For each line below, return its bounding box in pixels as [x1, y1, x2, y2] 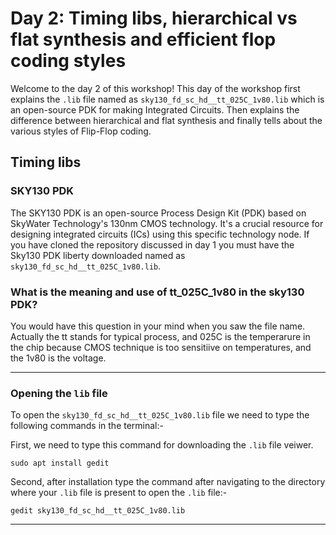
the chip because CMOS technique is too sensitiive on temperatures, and [10, 341, 312, 353]
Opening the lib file [10, 386, 108, 400]
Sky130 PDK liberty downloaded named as [10, 249, 186, 261]
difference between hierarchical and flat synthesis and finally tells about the [10, 114, 323, 126]
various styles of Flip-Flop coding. [10, 125, 152, 137]
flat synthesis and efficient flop [10, 28, 277, 51]
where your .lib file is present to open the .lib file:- [10, 487, 228, 499]
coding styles [10, 50, 127, 72]
